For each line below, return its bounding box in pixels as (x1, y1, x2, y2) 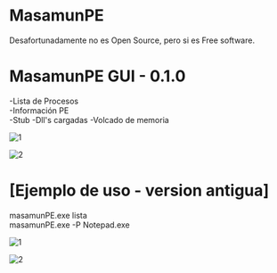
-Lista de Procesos (9, 95, 78, 106)
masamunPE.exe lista (9, 210, 87, 220)
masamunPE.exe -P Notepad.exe (9, 219, 131, 230)
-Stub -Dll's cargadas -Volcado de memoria (9, 114, 169, 125)
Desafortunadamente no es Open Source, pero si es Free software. (9, 35, 256, 45)
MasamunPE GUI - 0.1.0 (9, 66, 186, 87)
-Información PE (9, 104, 69, 116)
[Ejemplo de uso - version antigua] (9, 180, 270, 201)
